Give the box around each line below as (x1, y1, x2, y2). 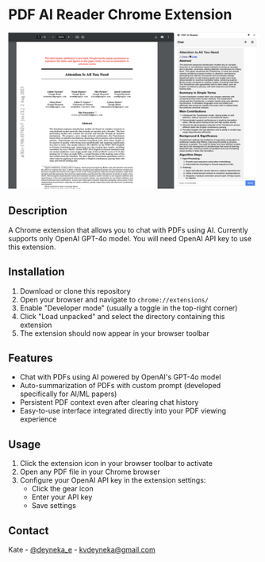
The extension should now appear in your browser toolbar (19, 328, 210, 338)
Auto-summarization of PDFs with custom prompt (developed (19, 381, 221, 391)
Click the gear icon (31, 484, 94, 494)
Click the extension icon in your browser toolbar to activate (19, 459, 213, 468)
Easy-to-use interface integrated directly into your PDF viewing (19, 406, 227, 416)
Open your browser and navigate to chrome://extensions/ (19, 294, 209, 304)
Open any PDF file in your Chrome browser (19, 467, 160, 477)
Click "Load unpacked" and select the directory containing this (19, 311, 225, 321)
